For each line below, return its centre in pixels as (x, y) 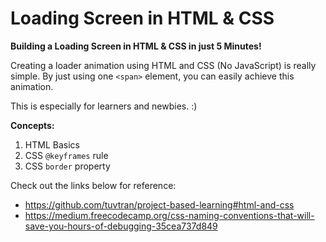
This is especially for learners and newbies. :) (104, 106)
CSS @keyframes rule (66, 155)
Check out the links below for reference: (93, 185)
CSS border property (67, 166)
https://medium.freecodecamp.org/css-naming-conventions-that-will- (169, 215)
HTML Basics (52, 144)
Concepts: (32, 125)
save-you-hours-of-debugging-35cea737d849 (121, 226)
